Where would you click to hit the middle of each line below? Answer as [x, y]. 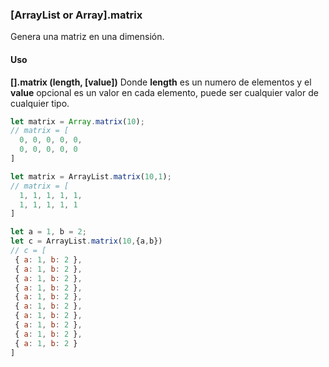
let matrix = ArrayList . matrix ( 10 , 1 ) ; [91, 176]
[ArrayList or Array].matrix [76, 15]
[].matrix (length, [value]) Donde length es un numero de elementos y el [161, 82]
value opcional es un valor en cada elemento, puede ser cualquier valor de [164, 92]
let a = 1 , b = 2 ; [48, 232]
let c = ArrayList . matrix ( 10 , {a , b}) [86, 241]
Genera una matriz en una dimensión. [87, 37]
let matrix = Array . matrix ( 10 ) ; [77, 121]
